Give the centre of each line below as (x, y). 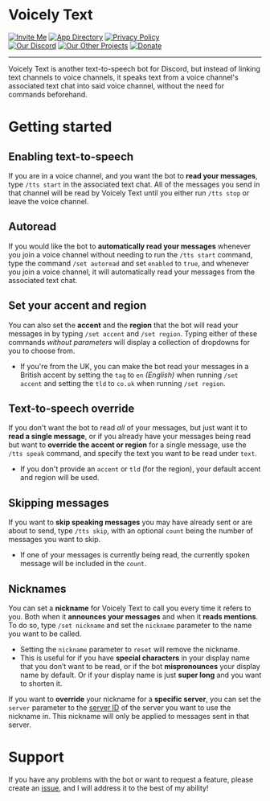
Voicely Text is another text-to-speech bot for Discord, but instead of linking (135, 68)
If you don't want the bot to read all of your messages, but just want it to (128, 428)
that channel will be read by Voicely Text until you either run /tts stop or (129, 193)
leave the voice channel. (49, 201)
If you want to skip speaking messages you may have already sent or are (131, 522)
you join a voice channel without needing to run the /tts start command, (131, 254)
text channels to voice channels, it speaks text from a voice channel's (123, 77)
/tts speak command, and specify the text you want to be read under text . (133, 454)
